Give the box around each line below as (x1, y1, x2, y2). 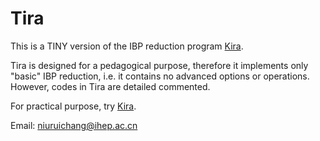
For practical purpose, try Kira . (10, 100, 137, 112)
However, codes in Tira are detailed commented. (10, 80, 211, 92)
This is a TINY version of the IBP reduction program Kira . (10, 40, 244, 52)
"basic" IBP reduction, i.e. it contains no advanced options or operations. (10, 70, 310, 82)
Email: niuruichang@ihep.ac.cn (10, 119, 138, 131)
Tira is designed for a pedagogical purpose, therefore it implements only (10, 59, 309, 71)
